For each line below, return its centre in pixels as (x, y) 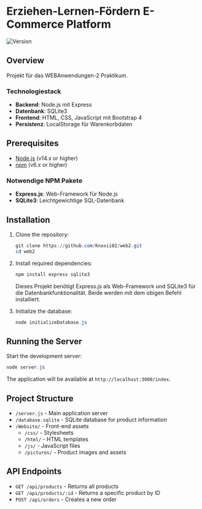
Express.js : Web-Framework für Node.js (67, 194)
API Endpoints (34, 471)
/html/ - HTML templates (56, 439)
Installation (28, 220)
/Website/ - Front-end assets (52, 426)
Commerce (35, 24)
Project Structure (40, 398)
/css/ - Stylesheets (49, 432)
